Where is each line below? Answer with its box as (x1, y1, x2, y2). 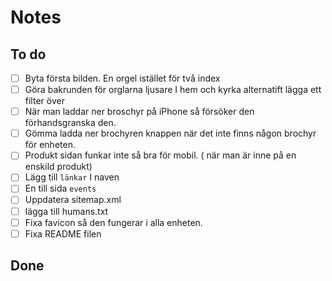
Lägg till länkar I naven (24, 171, 120, 183)
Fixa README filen (24, 227, 102, 240)
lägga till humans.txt (24, 205, 109, 217)
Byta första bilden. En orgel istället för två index (24, 72, 221, 84)
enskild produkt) (24, 161, 93, 173)
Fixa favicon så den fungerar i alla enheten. (24, 216, 203, 228)
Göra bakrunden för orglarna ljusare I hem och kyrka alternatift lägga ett (24, 84, 322, 96)
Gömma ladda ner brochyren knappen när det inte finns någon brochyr (24, 127, 317, 140)
